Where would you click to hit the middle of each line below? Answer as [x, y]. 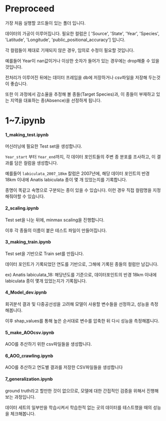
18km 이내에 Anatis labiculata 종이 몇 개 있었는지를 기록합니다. [66, 180]
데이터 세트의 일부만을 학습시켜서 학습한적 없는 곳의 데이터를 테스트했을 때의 [79, 407]
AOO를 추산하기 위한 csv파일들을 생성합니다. [49, 344]
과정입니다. [25, 397]
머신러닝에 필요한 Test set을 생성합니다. [44, 146]
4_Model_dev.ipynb [26, 292]
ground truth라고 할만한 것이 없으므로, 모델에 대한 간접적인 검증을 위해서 [75, 391]
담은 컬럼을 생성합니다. [36, 163]
